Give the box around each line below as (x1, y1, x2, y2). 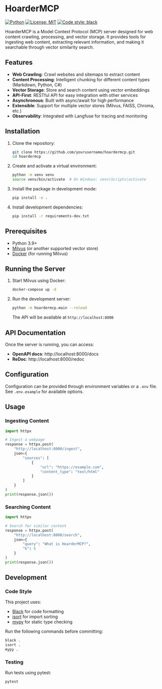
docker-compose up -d (12, 287, 56, 292)
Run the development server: (12, 296, 71, 302)
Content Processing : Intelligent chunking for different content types (12, 76, 150, 82)
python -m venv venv (12, 172, 54, 178)
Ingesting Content (5, 417, 49, 424)
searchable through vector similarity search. (5, 44, 94, 50)
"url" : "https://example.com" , (40, 464, 104, 470)
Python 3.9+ (12, 240, 38, 246)
